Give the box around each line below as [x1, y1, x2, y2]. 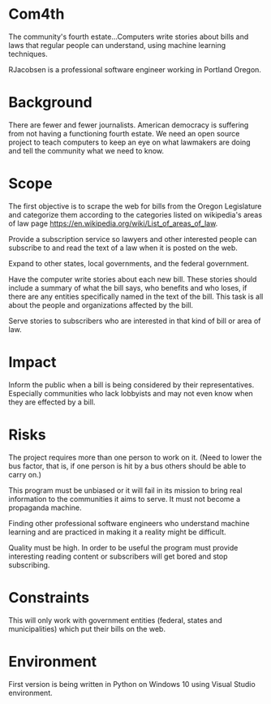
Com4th [8, 5, 65, 24]
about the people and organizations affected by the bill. [8, 300, 193, 309]
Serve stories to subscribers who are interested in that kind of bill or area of [8, 316, 261, 326]
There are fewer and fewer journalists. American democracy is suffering [8, 119, 249, 130]
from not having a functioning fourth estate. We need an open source [8, 128, 240, 138]
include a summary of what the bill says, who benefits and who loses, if [8, 283, 247, 292]
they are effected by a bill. [8, 397, 96, 407]
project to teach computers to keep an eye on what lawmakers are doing [8, 137, 251, 147]
